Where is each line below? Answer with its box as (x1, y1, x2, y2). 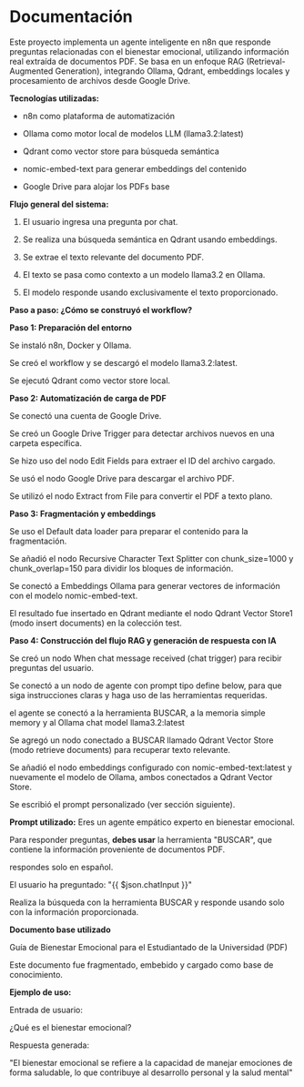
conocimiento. (9, 969, 64, 980)
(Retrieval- (246, 56, 287, 66)
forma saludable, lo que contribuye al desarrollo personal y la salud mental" (9, 1067, 293, 1078)
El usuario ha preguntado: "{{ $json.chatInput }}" (9, 879, 193, 889)
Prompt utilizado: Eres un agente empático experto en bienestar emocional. (9, 817, 296, 828)
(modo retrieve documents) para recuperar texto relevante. (9, 744, 230, 755)
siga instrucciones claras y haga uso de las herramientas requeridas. (9, 689, 269, 700)
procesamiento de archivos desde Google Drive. (9, 75, 191, 86)
